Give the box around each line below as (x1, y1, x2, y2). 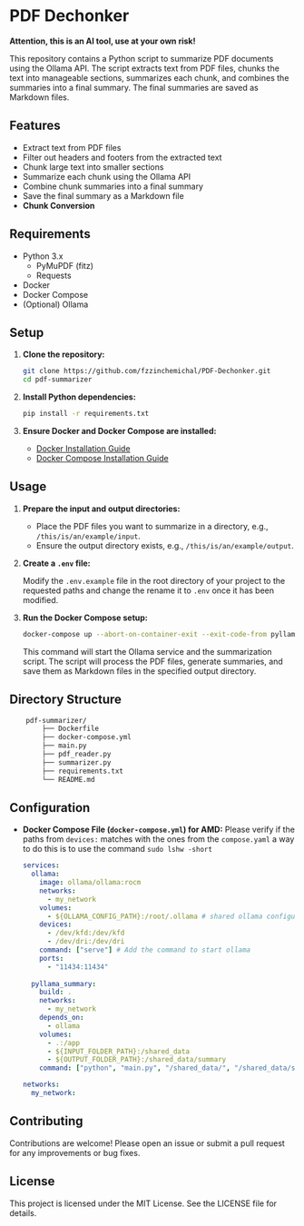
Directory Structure (9, 692, 123, 707)
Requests (35, 270, 72, 281)
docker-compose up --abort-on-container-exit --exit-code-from (22, 629, 268, 638)
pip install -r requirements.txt (22, 410, 150, 419)
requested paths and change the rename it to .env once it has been (22, 585, 275, 596)
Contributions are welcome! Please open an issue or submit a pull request (9, 1137, 286, 1149)
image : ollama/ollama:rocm (39, 878, 142, 887)
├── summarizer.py (42, 757, 112, 767)
